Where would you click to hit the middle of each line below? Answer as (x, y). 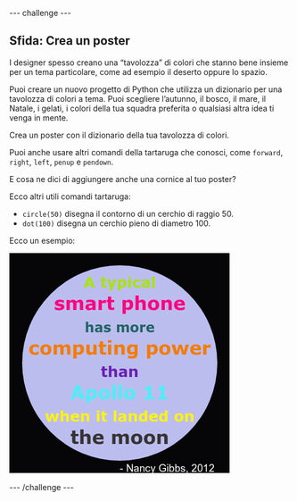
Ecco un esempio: (42, 240)
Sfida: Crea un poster (70, 41)
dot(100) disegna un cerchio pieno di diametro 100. (116, 223)
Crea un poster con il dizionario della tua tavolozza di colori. (120, 135)
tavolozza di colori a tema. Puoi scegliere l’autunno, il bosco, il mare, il (137, 98)
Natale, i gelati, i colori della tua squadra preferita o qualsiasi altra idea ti (142, 108)
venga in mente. (39, 117)
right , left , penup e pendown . (62, 162)
